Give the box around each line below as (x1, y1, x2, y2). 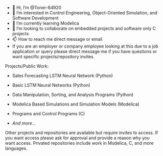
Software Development (12, 15, 59, 21)
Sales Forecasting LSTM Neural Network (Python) (12, 73, 113, 78)
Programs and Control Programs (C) (12, 111, 85, 116)
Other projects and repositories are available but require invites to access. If (5, 130, 158, 135)
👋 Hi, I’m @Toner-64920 (12, 5, 62, 10)
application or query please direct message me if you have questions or (12, 49, 157, 54)
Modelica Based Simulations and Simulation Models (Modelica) (12, 101, 140, 107)
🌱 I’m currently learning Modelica (12, 20, 79, 26)
